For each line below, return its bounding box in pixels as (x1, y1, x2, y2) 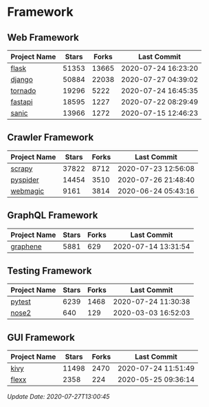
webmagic (10, 186, 45, 196)
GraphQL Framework (7, 209, 98, 221)
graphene (10, 242, 43, 251)
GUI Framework (7, 331, 76, 343)
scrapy (10, 163, 33, 173)
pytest (10, 297, 31, 306)
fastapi (10, 97, 33, 107)
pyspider (10, 175, 39, 185)
